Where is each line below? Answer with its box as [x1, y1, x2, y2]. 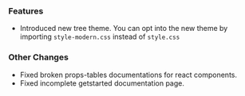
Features [8, 6, 44, 17]
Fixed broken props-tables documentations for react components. [19, 70, 238, 79]
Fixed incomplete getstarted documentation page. [19, 78, 185, 88]
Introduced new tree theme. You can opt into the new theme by [19, 24, 228, 33]
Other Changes [8, 52, 69, 63]
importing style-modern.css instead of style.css [19, 32, 180, 41]
